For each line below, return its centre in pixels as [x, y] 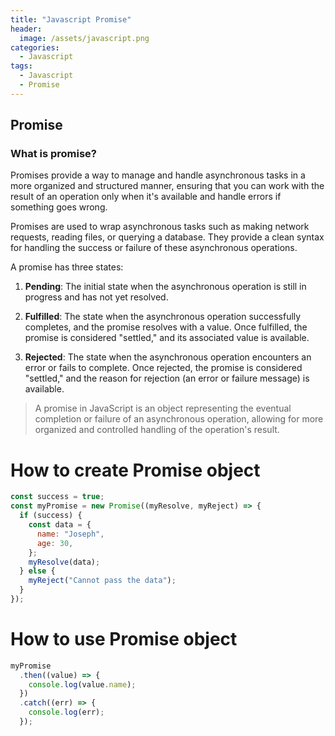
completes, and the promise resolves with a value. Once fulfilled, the [166, 327]
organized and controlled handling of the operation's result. [157, 430]
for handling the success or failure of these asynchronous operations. [154, 248]
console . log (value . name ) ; [82, 684]
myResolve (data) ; [64, 562]
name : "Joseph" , [70, 534]
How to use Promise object [124, 639]
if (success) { [51, 516]
